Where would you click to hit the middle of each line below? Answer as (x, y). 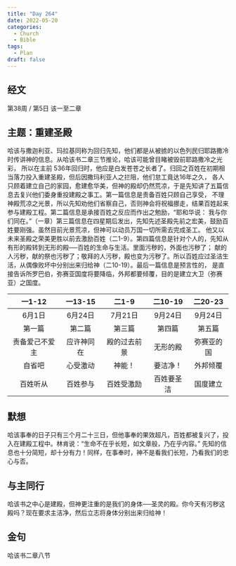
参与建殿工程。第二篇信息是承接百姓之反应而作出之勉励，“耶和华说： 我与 (114, 213)
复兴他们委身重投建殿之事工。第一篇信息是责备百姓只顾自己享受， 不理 (122, 195)
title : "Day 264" (33, 14)
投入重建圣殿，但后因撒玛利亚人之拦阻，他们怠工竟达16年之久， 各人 (125, 177)
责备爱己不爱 (34, 342)
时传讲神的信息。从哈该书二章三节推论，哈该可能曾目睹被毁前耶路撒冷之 (112, 160)
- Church (26, 33)
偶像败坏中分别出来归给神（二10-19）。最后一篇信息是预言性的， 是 (122, 265)
